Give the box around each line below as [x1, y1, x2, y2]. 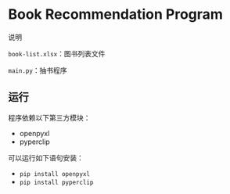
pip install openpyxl [19, 170, 90, 178]
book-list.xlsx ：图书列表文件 [8, 48, 106, 58]
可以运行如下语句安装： [8, 153, 84, 162]
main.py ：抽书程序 [8, 65, 68, 75]
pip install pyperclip [19, 178, 94, 186]
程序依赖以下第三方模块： [8, 113, 91, 122]
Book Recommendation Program [8, 5, 223, 23]
